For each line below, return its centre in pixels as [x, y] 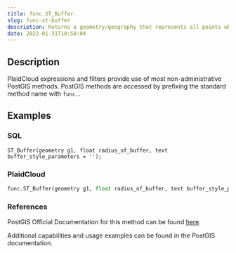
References [27, 207]
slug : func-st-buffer [39, 20]
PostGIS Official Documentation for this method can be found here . [104, 222]
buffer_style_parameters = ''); [54, 156]
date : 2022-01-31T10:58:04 [47, 33]
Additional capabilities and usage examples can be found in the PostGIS [111, 235]
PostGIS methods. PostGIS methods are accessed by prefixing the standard [117, 86]
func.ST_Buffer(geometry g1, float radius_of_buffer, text [96, 189]
